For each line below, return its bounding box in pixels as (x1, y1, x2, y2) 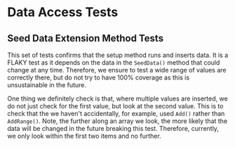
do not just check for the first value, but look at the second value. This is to (7, 102, 224, 110)
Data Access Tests (7, 4, 119, 20)
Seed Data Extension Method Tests (7, 32, 163, 44)
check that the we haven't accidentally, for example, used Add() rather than (7, 110, 225, 117)
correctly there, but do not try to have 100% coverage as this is (7, 73, 190, 82)
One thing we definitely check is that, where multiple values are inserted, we (7, 94, 228, 103)
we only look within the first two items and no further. (7, 132, 161, 140)
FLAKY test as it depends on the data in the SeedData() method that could (7, 58, 220, 67)
